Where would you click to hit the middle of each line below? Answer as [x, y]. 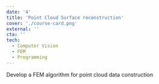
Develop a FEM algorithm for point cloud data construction [80, 74]
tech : [13, 40]
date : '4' [19, 12]
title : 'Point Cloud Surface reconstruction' [65, 18]
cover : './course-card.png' [42, 23]
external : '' [23, 29]
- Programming [30, 57]
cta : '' [16, 35]
